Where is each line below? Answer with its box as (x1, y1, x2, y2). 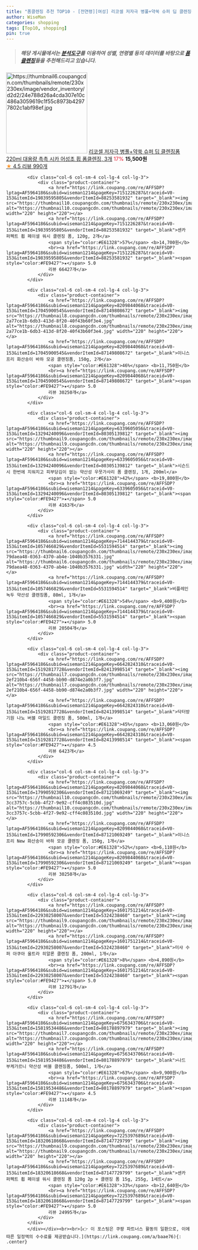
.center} (6, 1239, 28, 1245)
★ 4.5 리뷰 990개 (6, 163, 48, 170)
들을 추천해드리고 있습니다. (35, 57, 97, 64)
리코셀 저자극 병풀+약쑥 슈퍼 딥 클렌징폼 (88, 148, 180, 155)
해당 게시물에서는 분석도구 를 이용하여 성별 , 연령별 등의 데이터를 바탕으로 (20, 50, 184, 57)
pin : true (6, 31, 31, 37)
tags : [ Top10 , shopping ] (6, 25, 67, 31)
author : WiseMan (6, 14, 46, 20)
